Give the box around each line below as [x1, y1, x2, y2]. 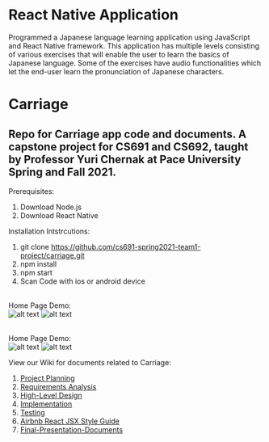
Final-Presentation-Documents [19, 424, 124, 434]
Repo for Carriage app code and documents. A [8, 127, 246, 141]
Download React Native [19, 210, 99, 220]
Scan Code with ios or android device [19, 276, 145, 286]
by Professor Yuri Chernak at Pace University [8, 152, 242, 166]
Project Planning [19, 373, 75, 383]
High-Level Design [19, 390, 82, 400]
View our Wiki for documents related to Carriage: [8, 357, 171, 367]
